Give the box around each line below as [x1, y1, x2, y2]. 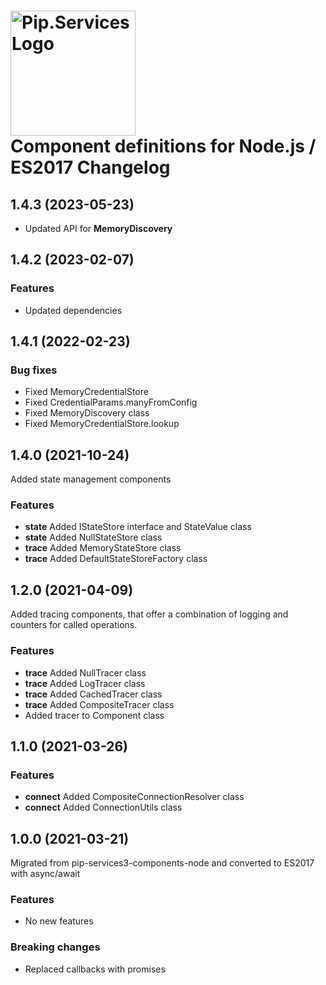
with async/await [10, 868, 81, 880]
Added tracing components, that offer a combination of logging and [10, 608, 289, 620]
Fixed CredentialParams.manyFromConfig [24, 396, 198, 409]
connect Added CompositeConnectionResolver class [24, 791, 245, 803]
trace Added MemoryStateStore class [24, 542, 182, 554]
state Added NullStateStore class [24, 531, 163, 544]
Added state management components [10, 473, 172, 485]
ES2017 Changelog [10, 156, 171, 179]
